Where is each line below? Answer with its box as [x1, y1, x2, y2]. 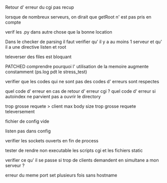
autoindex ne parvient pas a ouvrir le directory [5, 94, 101, 99]
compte [5, 20, 21, 25]
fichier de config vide [5, 118, 50, 124]
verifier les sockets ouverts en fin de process [5, 138, 99, 143]
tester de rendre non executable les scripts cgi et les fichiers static [5, 147, 143, 153]
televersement [5, 109, 35, 114]
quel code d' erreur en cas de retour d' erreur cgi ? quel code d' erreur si [5, 88, 156, 94]
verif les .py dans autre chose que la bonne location [5, 29, 112, 35]
